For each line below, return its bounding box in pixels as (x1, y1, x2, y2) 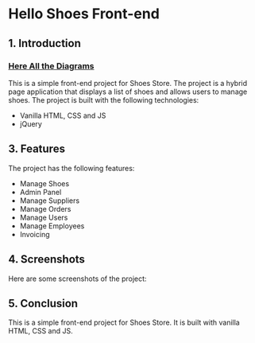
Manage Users (19, 212, 68, 222)
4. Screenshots (8, 252, 86, 267)
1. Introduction (8, 37, 81, 50)
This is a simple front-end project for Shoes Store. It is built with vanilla (8, 318, 240, 327)
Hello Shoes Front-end (8, 5, 160, 23)
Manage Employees (19, 220, 85, 231)
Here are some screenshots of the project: (8, 274, 147, 283)
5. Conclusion (8, 296, 78, 310)
